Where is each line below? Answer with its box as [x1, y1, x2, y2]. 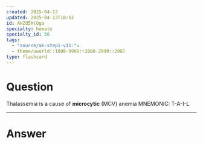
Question [6, 80, 53, 94]
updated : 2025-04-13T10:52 [6, 15, 74, 21]
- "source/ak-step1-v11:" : [11, 43, 80, 49]
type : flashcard [6, 54, 47, 60]
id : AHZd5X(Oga [6, 20, 45, 26]
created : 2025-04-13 [6, 8, 59, 15]
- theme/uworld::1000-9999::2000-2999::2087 [11, 48, 126, 54]
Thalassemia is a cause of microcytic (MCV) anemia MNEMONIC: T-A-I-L [6, 100, 190, 107]
